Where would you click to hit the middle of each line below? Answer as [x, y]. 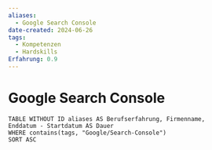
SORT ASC [22, 139]
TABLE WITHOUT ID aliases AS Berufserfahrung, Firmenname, [107, 119]
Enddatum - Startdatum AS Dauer [61, 126]
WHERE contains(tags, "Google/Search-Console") [88, 133]
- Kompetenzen [38, 45]
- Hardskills [37, 52]
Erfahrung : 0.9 [33, 60]
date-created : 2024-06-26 [50, 30]
